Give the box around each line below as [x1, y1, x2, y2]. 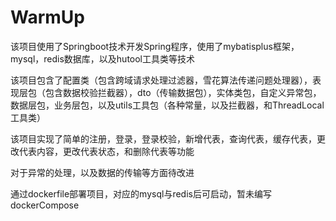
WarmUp [10, 6, 85, 29]
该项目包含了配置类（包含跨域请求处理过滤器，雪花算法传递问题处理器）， [10, 74, 313, 86]
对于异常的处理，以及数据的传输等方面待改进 [10, 166, 195, 178]
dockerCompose [10, 199, 80, 211]
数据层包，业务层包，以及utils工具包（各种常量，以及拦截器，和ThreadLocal [10, 99, 325, 111]
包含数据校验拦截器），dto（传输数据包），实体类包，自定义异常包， [44, 86, 322, 98]
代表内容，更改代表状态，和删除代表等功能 [18, 145, 195, 157]
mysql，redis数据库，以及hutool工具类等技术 [10, 52, 196, 65]
